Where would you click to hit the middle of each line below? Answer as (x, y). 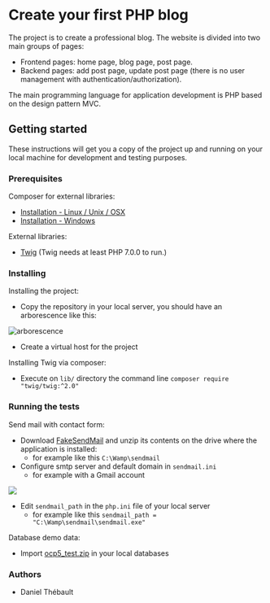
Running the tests (44, 407)
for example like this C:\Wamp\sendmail (96, 457)
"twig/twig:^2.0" (50, 387)
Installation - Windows (58, 221)
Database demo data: (44, 537)
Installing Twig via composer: (57, 363)
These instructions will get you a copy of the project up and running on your (135, 149)
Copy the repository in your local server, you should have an (121, 307)
